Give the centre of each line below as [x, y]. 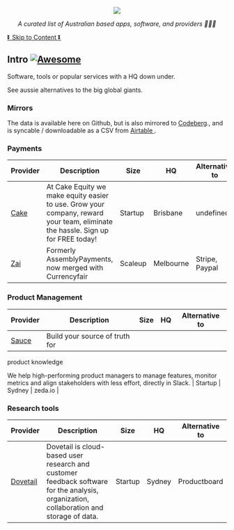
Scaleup [133, 263]
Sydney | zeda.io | [33, 390]
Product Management [45, 297]
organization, [68, 499]
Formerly [61, 251]
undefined [213, 213]
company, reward [75, 213]
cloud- [94, 447]
